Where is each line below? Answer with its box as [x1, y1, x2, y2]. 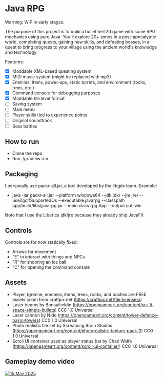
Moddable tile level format [12, 96, 65, 102]
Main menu [12, 106, 35, 112]
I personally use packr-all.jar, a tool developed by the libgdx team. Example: [5, 183, 157, 189]
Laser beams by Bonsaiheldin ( [12, 301, 75, 308]
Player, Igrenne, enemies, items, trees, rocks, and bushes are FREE [12, 291, 147, 297]
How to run [5, 137, 40, 146]
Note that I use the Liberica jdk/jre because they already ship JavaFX [5, 212, 144, 218]
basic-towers [12, 317, 39, 323]
